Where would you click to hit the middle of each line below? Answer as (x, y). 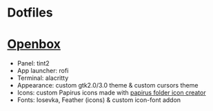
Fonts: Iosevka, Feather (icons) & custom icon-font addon (99, 100)
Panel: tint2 (33, 63)
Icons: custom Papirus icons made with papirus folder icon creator (111, 93)
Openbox (34, 44)
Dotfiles (30, 13)
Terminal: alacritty (43, 78)
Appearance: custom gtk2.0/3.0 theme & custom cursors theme (108, 85)
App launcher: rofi (43, 71)
